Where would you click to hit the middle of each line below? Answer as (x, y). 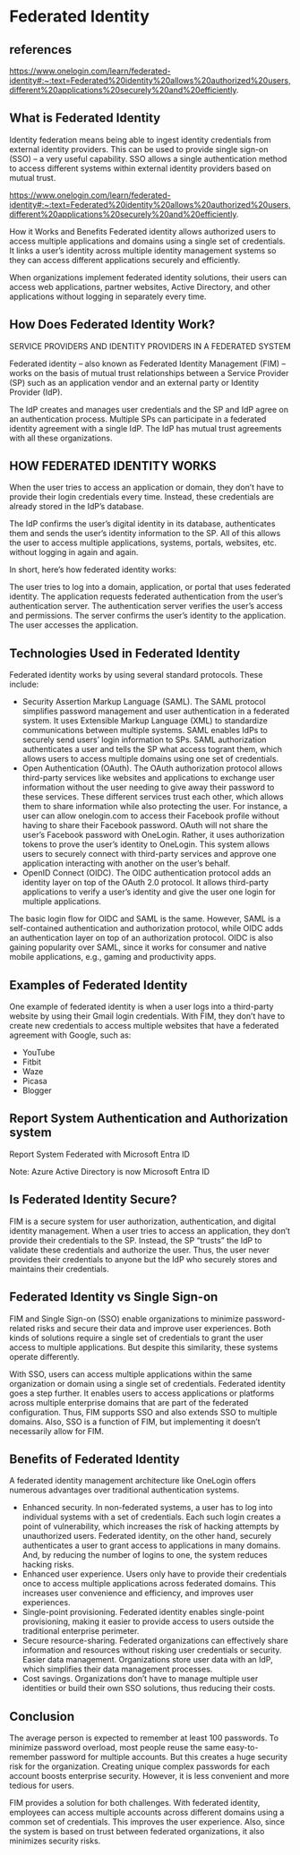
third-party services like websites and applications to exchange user (149, 778)
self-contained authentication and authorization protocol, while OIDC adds (146, 928)
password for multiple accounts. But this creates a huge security (168, 1757)
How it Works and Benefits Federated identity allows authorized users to (142, 231)
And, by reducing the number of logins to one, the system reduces (145, 1555)
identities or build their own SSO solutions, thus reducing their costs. (149, 1688)
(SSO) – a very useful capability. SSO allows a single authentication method (148, 158)
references (41, 50)
